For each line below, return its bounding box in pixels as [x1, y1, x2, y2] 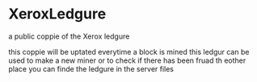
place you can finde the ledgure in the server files [8, 64, 175, 73]
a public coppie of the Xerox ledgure [8, 31, 130, 41]
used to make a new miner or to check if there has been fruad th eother [8, 55, 246, 65]
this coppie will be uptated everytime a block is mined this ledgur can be [8, 47, 250, 56]
